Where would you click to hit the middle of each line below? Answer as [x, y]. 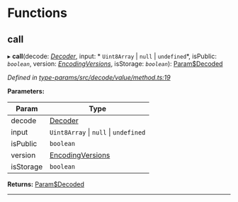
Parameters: [26, 91]
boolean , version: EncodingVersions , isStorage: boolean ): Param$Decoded [115, 64]
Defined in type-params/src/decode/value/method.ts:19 [89, 77]
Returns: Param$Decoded [46, 184]
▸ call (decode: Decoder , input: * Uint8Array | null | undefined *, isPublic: [112, 56]
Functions [37, 13]
